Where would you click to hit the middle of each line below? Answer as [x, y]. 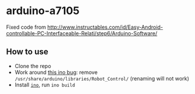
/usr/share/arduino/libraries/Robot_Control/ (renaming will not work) [102, 78]
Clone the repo [33, 66]
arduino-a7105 [43, 11]
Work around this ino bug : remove [56, 72]
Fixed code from [26, 27]
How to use [27, 52]
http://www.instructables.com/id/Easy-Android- [105, 27]
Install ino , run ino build [45, 85]
